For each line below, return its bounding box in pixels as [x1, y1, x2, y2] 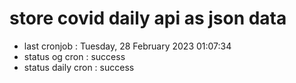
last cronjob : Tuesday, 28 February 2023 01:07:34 [23, 40, 232, 52]
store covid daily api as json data [9, 7, 287, 30]
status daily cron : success [23, 61, 135, 73]
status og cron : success [23, 50, 126, 62]
